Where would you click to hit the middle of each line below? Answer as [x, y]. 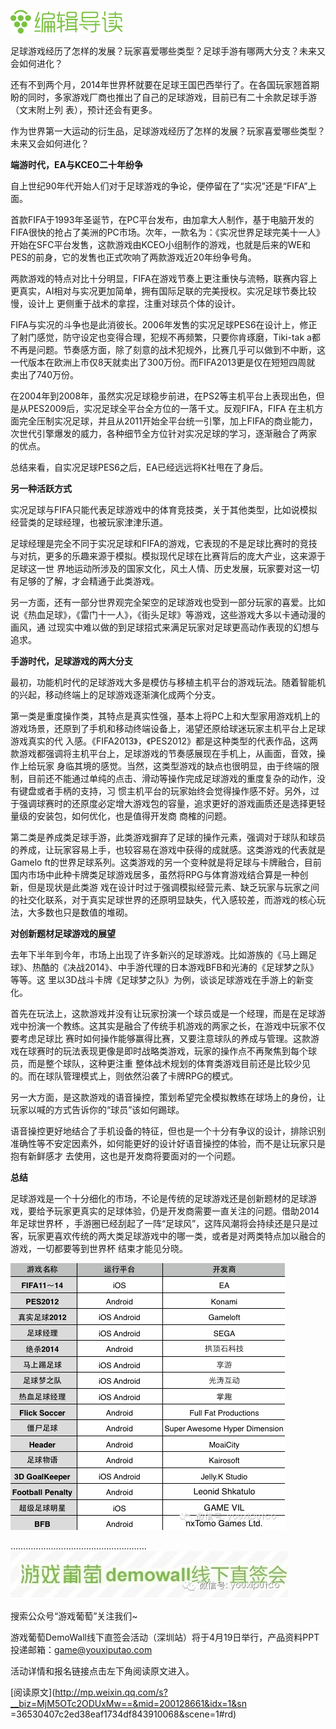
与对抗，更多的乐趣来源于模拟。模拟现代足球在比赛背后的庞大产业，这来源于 [168, 556]
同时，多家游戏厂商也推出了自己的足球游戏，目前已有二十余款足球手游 [172, 97]
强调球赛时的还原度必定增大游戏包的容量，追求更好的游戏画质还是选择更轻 [172, 803]
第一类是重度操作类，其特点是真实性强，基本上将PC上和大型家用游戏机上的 [165, 716]
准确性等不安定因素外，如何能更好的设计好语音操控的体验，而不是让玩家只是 [168, 1143]
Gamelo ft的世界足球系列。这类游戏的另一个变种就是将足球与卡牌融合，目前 [166, 862]
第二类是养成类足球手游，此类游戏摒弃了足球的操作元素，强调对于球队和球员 [168, 837]
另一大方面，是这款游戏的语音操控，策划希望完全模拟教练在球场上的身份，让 [168, 1097]
